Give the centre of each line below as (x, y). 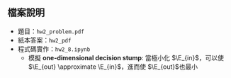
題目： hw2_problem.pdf (51, 31)
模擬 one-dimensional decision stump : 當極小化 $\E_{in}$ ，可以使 (126, 57)
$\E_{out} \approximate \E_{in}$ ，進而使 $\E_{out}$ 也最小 (113, 67)
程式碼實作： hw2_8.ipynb (54, 49)
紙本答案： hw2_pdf (44, 40)
